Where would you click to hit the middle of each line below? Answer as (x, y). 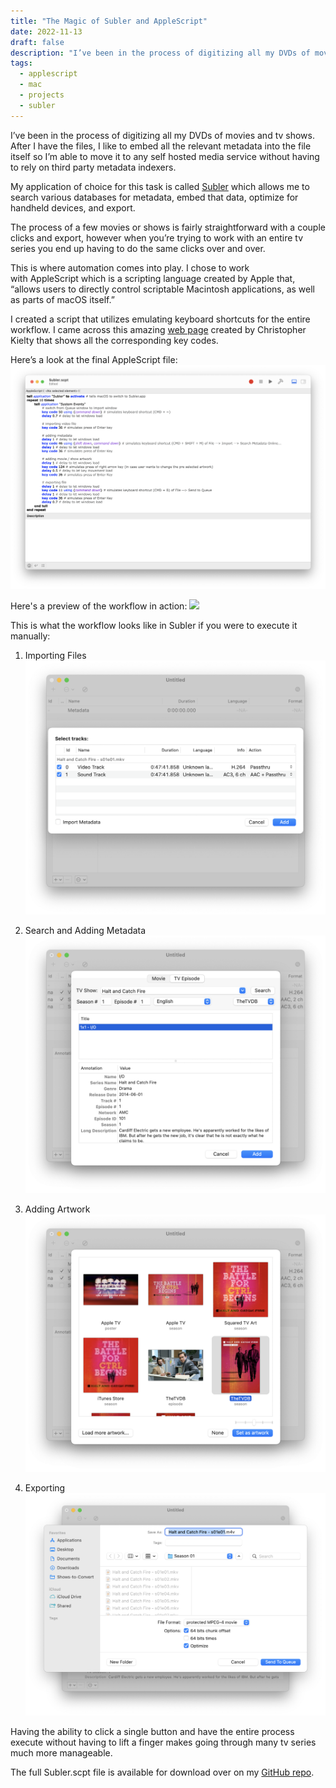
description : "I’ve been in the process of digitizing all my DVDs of (160, 53)
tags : (21, 63)
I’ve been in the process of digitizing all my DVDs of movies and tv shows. (162, 135)
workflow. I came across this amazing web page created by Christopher (158, 329)
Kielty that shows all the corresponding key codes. (114, 340)
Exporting (45, 1487)
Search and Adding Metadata (85, 931)
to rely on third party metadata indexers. (93, 167)
